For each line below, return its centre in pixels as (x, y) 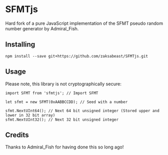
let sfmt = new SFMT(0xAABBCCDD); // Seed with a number (67, 102)
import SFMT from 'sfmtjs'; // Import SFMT (52, 93)
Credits (17, 135)
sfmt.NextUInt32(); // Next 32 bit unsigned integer (62, 120)
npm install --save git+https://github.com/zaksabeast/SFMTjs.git (77, 56)
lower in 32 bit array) (30, 115)
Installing (20, 45)
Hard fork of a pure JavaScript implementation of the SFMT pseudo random (84, 23)
